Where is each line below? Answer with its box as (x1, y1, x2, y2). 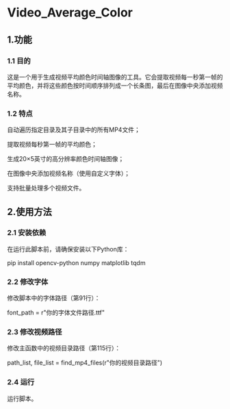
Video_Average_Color (7, 5, 133, 21)
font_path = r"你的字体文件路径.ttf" (7, 308, 105, 317)
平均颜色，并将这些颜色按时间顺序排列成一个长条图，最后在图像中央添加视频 (7, 81, 223, 90)
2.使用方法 (7, 206, 53, 217)
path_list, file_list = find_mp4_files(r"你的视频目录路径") (7, 358, 163, 367)
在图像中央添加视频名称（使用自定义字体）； (7, 169, 130, 177)
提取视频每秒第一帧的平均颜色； (7, 140, 97, 149)
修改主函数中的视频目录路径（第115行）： (7, 344, 121, 352)
